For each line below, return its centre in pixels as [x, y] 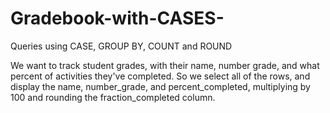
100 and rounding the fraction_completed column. [113, 97]
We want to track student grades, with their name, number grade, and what [165, 65]
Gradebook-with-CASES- [117, 18]
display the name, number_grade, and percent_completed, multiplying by [160, 86]
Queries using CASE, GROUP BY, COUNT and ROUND [121, 46]
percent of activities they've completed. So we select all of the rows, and [160, 76]
